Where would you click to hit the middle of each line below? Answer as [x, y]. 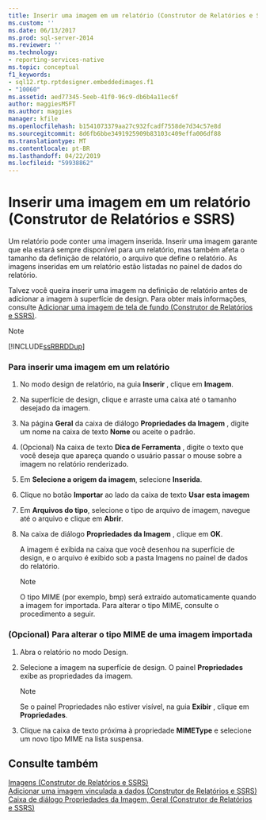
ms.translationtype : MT [47, 141]
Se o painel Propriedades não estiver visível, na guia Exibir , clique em [134, 706]
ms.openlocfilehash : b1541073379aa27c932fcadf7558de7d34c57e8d [115, 126]
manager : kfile [33, 119]
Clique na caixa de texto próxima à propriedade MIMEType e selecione [135, 730]
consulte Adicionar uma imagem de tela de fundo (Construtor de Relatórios [131, 307]
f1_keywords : [30, 75]
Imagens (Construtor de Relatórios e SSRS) [78, 783]
